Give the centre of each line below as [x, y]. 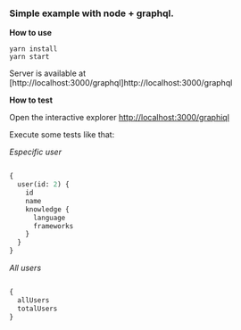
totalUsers [37, 309]
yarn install [33, 49]
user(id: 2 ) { [43, 185]
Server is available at [48, 73]
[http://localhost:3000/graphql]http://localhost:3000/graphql [121, 83]
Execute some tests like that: [62, 135]
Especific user [36, 152]
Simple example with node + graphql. [91, 13]
